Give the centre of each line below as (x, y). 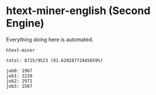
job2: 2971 (19, 81)
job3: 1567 (19, 86)
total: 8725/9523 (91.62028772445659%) (55, 60)
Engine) (25, 23)
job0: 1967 (19, 71)
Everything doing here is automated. (50, 39)
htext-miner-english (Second (78, 11)
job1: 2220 (19, 76)
